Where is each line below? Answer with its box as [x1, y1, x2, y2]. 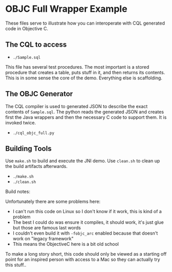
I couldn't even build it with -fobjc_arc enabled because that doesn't [12, 230, 158, 236]
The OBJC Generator [5, 90, 73, 98]
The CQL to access [5, 40, 67, 49]
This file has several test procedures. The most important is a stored [5, 64, 149, 70]
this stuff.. [5, 262, 27, 268]
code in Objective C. [5, 25, 49, 31]
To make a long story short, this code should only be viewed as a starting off [5, 251, 167, 257]
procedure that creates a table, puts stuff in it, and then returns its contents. [5, 69, 165, 75]
